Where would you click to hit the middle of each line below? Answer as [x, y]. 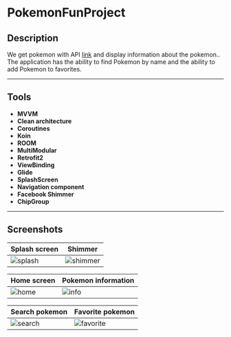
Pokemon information [98, 280]
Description [33, 38]
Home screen [33, 280]
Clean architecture [44, 121]
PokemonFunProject [66, 13]
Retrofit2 [30, 157]
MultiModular [37, 150]
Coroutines [33, 128]
